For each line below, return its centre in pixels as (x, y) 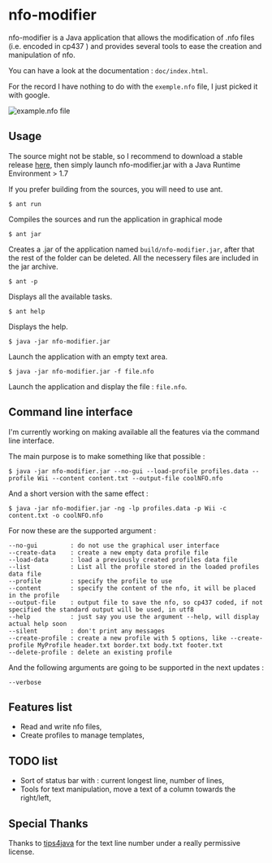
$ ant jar (25, 234)
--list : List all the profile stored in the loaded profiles (134, 567)
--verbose (25, 682)
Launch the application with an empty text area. (88, 357)
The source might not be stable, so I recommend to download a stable (126, 156)
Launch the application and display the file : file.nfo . (98, 386)
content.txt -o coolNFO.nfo (56, 515)
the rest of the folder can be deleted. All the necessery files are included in (134, 257)
